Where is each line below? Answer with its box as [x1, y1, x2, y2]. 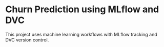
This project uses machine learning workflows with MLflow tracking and [5, 31, 157, 37]
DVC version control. [5, 37, 49, 43]
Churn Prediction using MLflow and [5, 4, 159, 15]
